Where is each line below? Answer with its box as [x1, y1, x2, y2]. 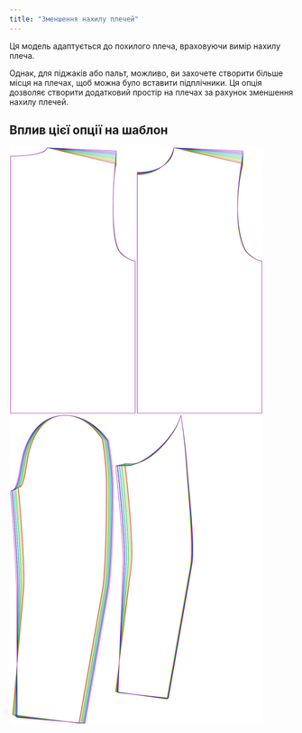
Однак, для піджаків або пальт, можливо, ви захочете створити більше [9, 68, 284, 79]
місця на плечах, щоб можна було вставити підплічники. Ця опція [9, 77, 263, 88]
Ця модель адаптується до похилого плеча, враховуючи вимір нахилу [9, 41, 281, 51]
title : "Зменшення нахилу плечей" [9, 14, 140, 23]
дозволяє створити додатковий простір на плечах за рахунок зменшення [9, 87, 294, 97]
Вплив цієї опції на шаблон [9, 123, 169, 138]
